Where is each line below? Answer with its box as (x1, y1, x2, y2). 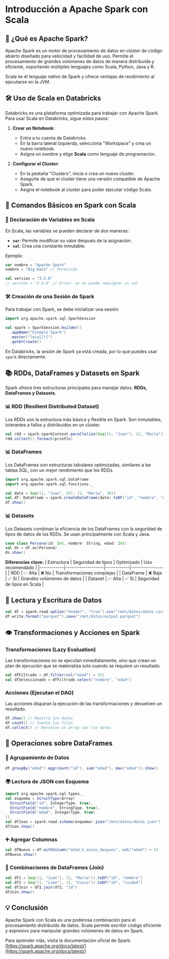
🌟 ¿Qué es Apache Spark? (5, 34, 89, 43)
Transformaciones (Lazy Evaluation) (5, 646, 96, 653)
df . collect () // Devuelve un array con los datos (5, 725, 112, 730)
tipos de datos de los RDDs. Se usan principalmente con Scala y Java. (5, 531, 150, 537)
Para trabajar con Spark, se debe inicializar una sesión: (5, 306, 120, 312)
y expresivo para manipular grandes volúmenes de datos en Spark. (5, 927, 144, 933)
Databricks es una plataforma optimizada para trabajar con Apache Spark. (5, 110, 159, 116)
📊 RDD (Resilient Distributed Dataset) (5, 403, 100, 410)
